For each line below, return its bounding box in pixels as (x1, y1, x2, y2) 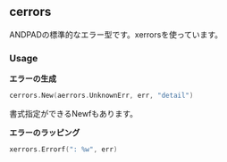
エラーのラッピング (9, 126, 80, 138)
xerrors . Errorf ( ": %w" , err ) (9, 144, 118, 154)
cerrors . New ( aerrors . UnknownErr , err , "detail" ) (9, 91, 194, 101)
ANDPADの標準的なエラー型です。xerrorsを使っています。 (9, 28, 223, 40)
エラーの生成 (9, 73, 56, 85)
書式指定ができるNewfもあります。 (9, 108, 139, 118)
